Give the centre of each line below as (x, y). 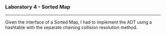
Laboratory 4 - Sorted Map (38, 7)
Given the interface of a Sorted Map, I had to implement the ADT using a (79, 22)
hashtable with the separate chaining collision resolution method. (71, 28)
